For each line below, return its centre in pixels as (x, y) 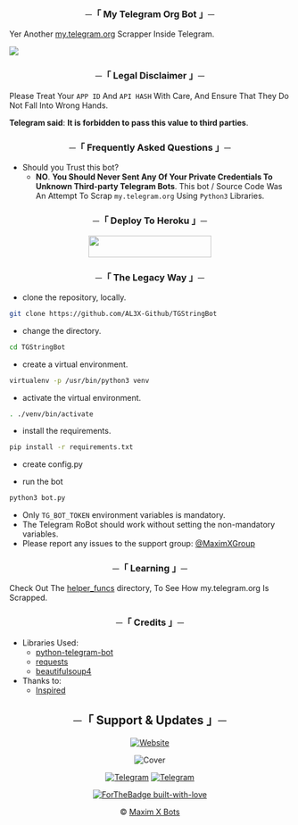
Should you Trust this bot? (70, 167)
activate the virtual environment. (82, 397)
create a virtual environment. (75, 364)
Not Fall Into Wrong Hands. (59, 105)
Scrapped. (29, 598)
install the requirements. (66, 431)
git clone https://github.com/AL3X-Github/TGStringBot (113, 313)
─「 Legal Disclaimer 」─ (150, 76)
